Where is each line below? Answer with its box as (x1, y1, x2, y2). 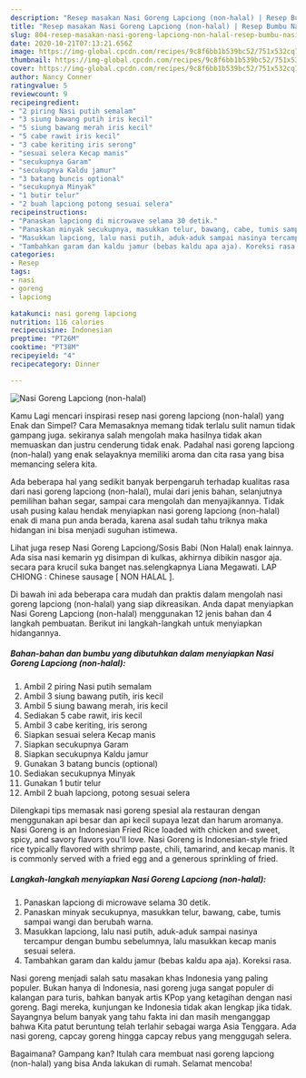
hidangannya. (10, 627, 62, 638)
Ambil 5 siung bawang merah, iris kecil (23, 700, 169, 710)
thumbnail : (10, 55, 52, 65)
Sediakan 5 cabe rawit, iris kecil (23, 710, 143, 720)
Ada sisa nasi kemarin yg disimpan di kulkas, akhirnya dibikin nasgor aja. (10, 551, 282, 562)
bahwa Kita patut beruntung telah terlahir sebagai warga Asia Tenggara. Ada (10, 1021, 297, 1032)
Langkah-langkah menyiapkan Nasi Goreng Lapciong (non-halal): (10, 874, 267, 885)
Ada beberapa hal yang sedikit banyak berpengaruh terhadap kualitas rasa (10, 476, 290, 487)
